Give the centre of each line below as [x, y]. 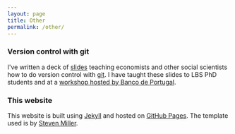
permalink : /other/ [36, 27]
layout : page [26, 14]
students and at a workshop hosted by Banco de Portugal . [92, 82]
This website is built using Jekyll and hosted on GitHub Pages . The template [118, 115]
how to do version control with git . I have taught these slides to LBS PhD [112, 74]
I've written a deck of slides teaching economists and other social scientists [117, 67]
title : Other [26, 20]
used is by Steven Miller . [43, 123]
